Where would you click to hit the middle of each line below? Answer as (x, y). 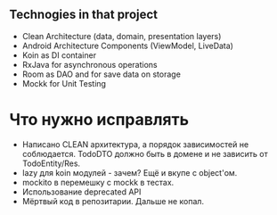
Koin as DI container (59, 55)
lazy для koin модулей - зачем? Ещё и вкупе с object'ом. (130, 172)
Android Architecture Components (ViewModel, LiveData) (128, 45)
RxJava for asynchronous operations (90, 64)
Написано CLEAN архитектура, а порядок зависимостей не (135, 144)
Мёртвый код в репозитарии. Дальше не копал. (113, 201)
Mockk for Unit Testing (64, 83)
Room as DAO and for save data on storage (101, 74)
